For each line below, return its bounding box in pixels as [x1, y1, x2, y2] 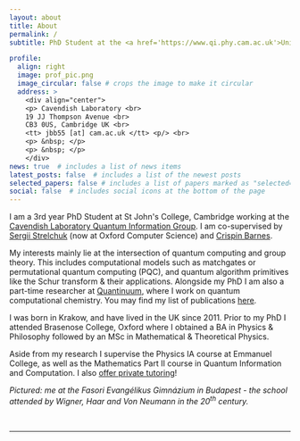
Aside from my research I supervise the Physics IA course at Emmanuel [9, 349, 272, 360]
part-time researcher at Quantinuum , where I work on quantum [9, 286, 241, 296]
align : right [17, 62, 66, 71]
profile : [9, 54, 42, 63]
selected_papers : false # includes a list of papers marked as [9, 179, 250, 187]
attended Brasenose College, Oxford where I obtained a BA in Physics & [9, 322, 274, 333]
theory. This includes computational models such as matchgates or [9, 257, 256, 268]
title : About [9, 21, 58, 30]
